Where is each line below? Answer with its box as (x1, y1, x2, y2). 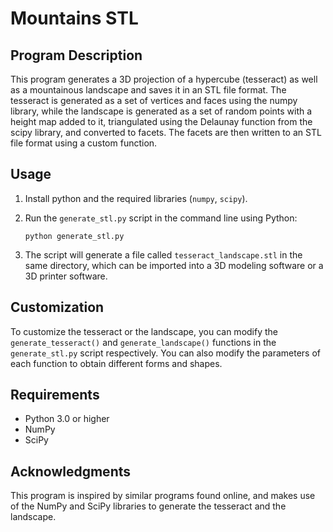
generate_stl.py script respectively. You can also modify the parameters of (10, 347, 322, 359)
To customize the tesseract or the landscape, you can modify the (10, 325, 278, 337)
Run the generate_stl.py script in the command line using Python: (24, 212, 298, 224)
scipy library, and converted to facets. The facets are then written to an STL (10, 127, 322, 138)
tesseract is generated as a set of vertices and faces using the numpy (10, 95, 298, 106)
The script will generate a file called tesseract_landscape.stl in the (24, 248, 303, 261)
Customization (10, 299, 105, 316)
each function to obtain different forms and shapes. (10, 357, 223, 369)
